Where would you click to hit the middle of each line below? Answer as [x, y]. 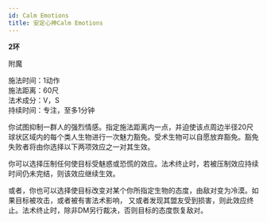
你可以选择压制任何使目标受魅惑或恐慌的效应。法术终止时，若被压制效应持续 [133, 163]
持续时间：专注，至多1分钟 [52, 110]
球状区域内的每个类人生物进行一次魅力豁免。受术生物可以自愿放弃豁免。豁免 [133, 136]
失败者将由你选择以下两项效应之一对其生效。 [81, 147]
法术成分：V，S [34, 100]
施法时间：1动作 [34, 80]
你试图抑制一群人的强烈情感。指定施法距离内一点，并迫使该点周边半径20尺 [131, 127]
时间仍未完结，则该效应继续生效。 [64, 173]
